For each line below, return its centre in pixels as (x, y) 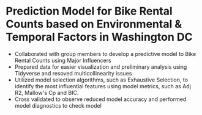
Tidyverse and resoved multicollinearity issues (73, 73)
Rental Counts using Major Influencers (63, 60)
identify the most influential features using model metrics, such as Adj (103, 86)
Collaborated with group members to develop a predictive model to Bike (105, 54)
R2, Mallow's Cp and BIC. (47, 92)
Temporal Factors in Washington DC (99, 37)
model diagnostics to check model (58, 105)
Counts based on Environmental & (94, 24)
